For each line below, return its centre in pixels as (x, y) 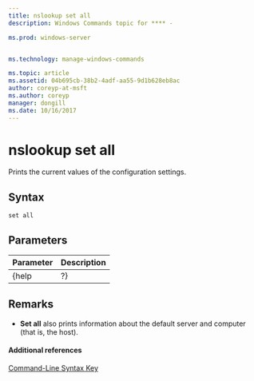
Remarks (31, 304)
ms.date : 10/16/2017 (43, 110)
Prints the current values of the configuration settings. (97, 172)
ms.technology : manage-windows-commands (77, 59)
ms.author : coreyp (39, 96)
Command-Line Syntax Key (53, 368)
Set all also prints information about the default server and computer (133, 323)
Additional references (45, 350)
